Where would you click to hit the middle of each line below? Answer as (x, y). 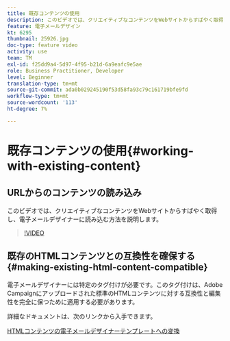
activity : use (27, 52)
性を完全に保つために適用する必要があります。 (73, 301)
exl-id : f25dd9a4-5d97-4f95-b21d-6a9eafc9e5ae (75, 64)
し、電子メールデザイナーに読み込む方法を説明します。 (85, 219)
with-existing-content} (74, 166)
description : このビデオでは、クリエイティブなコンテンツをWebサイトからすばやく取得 (115, 20)
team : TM (20, 58)
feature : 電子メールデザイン (44, 26)
